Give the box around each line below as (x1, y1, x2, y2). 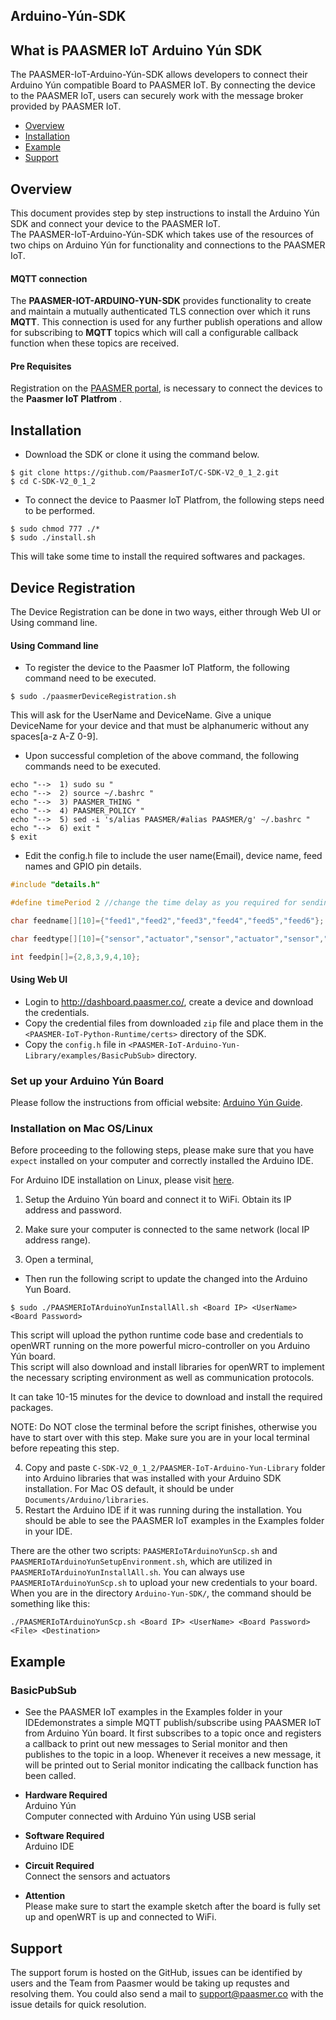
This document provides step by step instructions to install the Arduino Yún (10, 207, 320, 219)
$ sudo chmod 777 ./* (10, 524, 101, 534)
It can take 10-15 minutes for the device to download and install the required (10, 1391, 323, 1403)
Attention (24, 1890, 66, 1902)
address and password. (24, 1204, 122, 1216)
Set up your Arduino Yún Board (10, 1074, 165, 1088)
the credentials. (24, 1006, 90, 1018)
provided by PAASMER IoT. (10, 100, 122, 113)
